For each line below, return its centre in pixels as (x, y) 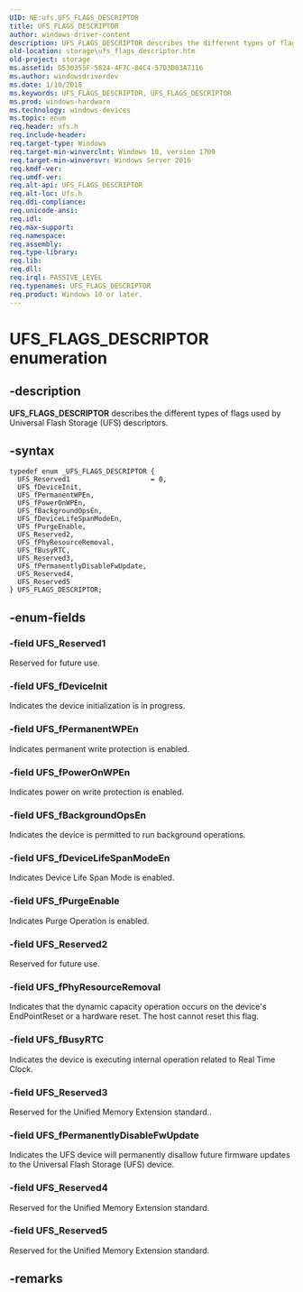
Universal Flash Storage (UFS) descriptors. (89, 422)
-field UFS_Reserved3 (59, 1092)
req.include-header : (48, 135)
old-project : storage (50, 60)
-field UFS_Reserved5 (59, 1231)
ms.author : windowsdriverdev (64, 77)
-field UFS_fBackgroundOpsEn (78, 815)
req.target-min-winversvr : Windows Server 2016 (101, 160)
